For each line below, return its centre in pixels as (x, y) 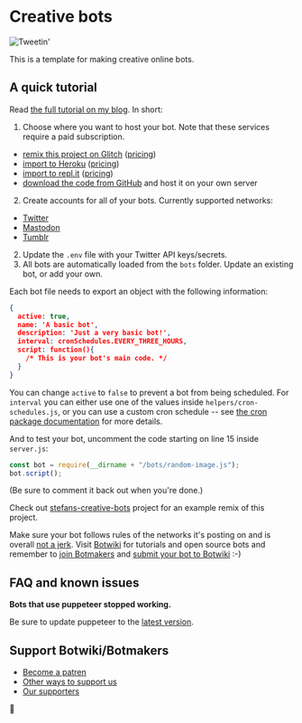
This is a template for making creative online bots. (102, 59)
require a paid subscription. (73, 136)
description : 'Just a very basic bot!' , (94, 333)
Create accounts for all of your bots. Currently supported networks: (147, 200)
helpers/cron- (232, 403)
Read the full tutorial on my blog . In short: (86, 109)
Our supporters (50, 691)
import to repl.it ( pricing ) (68, 173)
